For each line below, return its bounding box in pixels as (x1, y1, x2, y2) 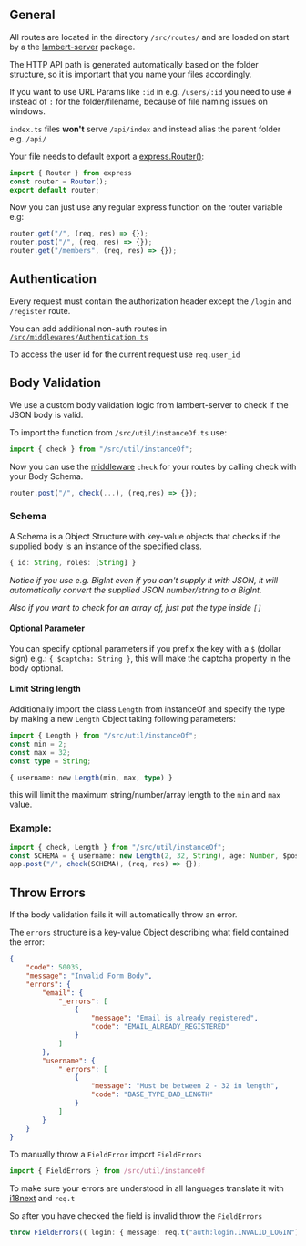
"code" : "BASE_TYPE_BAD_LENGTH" (90, 1090, 214, 1099)
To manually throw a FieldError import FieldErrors (9, 1149, 202, 1160)
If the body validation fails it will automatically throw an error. (9, 909, 238, 920)
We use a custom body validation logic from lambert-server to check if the (9, 399, 289, 410)
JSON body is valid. (9, 409, 84, 420)
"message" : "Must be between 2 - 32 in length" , (90, 1082, 280, 1091)
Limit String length (9, 684, 82, 695)
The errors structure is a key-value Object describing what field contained (9, 927, 290, 938)
